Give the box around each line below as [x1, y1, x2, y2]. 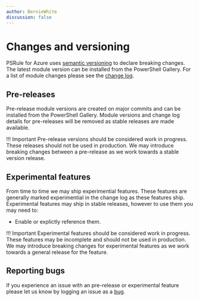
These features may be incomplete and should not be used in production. [6, 236, 186, 243]
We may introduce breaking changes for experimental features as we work [6, 242, 189, 250]
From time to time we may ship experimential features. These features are [6, 188, 188, 195]
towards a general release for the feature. [6, 249, 108, 256]
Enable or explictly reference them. [14, 218, 101, 225]
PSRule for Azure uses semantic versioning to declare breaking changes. [6, 59, 185, 67]
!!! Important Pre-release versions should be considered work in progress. [6, 136, 188, 143]
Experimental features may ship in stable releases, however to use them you [6, 200, 194, 208]
